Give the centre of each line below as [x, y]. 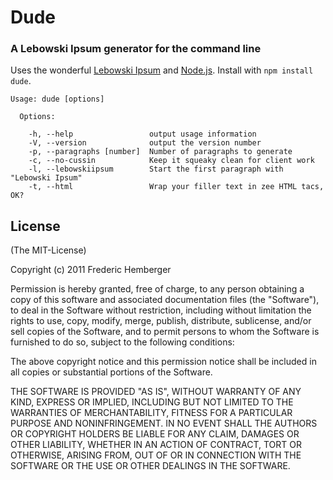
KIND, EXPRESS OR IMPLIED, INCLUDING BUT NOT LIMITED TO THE [152, 402]
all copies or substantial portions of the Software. [111, 372]
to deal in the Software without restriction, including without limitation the [161, 310]
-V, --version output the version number [145, 143]
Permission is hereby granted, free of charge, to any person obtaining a [157, 289]
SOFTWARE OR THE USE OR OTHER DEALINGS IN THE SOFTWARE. [150, 466]
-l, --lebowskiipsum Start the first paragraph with [156, 169]
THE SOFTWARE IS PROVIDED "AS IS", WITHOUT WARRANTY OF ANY [156, 392]
